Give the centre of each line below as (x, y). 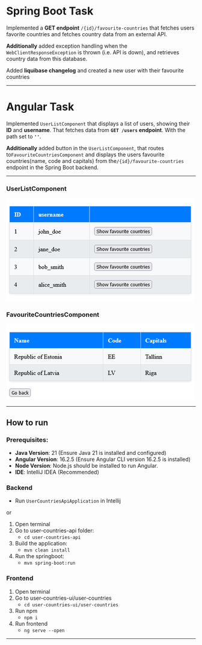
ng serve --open (44, 631)
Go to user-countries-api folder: (54, 531)
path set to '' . (24, 136)
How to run (27, 423)
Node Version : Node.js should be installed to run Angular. (86, 466)
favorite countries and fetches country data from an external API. (87, 34)
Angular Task (40, 107)
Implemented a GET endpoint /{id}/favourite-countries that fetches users (100, 28)
